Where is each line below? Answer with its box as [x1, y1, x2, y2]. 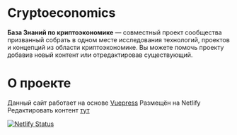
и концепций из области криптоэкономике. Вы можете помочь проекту [7, 43, 224, 51]
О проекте [7, 75, 71, 91]
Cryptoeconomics [7, 5, 116, 21]
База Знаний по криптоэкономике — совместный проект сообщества [7, 28, 222, 37]
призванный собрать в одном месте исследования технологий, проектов [7, 35, 230, 44]
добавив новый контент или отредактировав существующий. [7, 51, 193, 59]
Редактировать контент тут [7, 105, 90, 114]
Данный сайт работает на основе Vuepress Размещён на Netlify [7, 98, 201, 107]
